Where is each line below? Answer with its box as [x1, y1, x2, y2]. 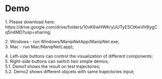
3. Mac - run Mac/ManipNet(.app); [5, 44, 74, 49]
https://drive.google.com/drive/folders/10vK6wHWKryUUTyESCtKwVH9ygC [5, 24, 158, 30]
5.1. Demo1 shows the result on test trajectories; [5, 63, 101, 69]
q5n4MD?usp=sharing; [5, 29, 52, 35]
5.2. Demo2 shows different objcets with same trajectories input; [5, 68, 135, 74]
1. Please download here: [5, 19, 55, 25]
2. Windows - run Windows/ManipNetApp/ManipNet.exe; [5, 38, 120, 44]
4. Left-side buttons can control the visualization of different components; [5, 53, 153, 59]
